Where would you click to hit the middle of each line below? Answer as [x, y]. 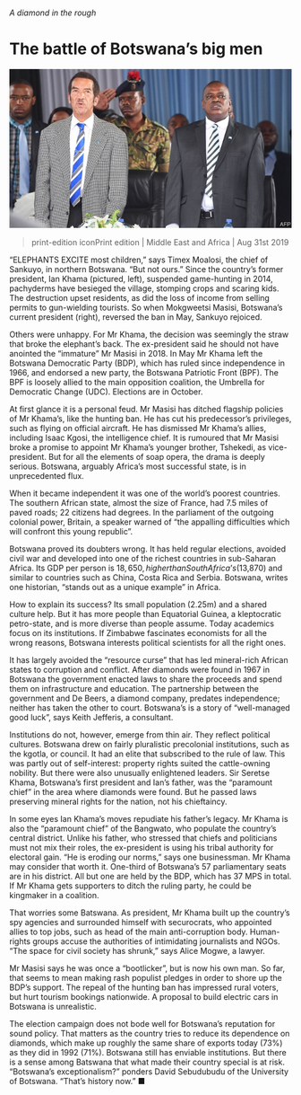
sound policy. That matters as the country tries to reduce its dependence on [150, 1034]
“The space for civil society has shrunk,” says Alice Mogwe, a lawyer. [138, 951]
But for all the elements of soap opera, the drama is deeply [157, 457]
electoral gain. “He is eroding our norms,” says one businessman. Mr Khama [150, 857]
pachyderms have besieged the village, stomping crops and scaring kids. [144, 288]
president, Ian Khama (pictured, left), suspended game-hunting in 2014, [141, 279]
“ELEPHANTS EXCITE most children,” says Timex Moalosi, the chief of [139, 260]
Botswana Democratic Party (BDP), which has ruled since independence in [147, 363]
